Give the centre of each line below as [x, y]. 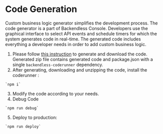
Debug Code [25, 99]
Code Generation [41, 9]
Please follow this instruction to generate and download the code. [80, 54]
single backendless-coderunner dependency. [58, 64]
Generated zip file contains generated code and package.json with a [82, 59]
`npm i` [13, 84]
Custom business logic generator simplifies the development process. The [81, 23]
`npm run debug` [22, 108]
